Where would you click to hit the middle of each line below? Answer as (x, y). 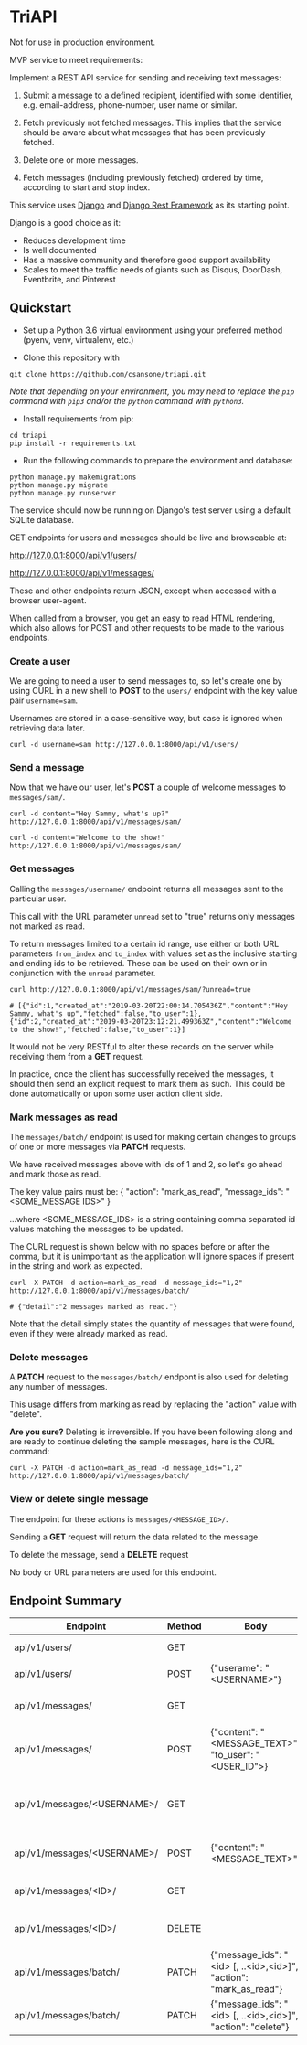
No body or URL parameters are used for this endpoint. (113, 1572)
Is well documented (60, 250)
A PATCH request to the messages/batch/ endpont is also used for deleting (149, 1377)
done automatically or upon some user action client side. (116, 1093)
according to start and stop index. (86, 187)
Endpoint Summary (65, 1600)
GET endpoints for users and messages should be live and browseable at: (148, 538)
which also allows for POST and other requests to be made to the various (147, 627)
